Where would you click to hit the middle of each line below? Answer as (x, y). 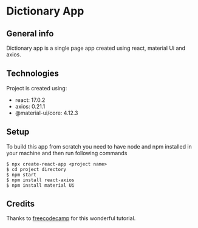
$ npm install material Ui (40, 185)
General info (30, 34)
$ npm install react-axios (40, 180)
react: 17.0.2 (30, 100)
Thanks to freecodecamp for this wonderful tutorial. (71, 218)
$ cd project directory (36, 169)
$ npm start (21, 175)
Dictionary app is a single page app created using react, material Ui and (96, 48)
